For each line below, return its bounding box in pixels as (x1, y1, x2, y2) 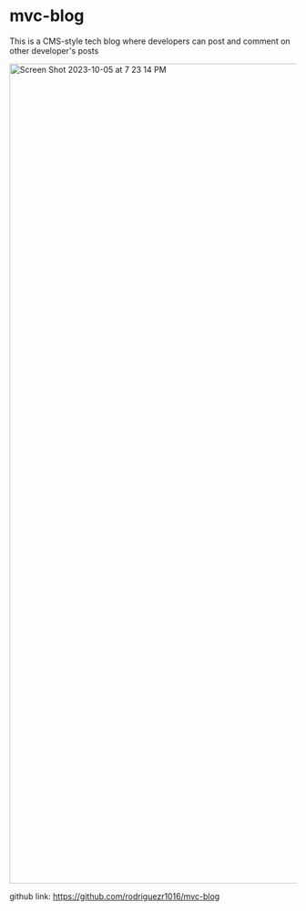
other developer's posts (9, 45, 99, 56)
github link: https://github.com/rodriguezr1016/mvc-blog (9, 890, 220, 902)
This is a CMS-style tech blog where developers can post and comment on (9, 36, 291, 46)
